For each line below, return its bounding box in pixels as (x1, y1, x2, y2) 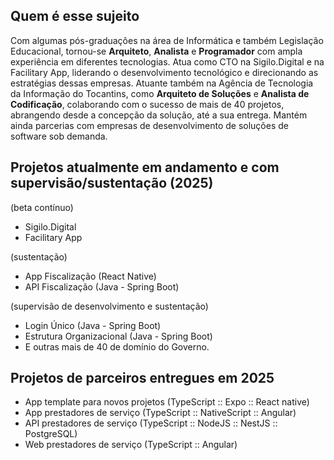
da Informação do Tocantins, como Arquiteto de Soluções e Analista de (10, 87, 310, 99)
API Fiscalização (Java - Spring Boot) (24, 280, 180, 293)
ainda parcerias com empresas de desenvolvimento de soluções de (10, 119, 289, 131)
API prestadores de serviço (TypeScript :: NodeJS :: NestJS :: (24, 417, 278, 429)
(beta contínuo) (10, 201, 74, 213)
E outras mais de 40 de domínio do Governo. (24, 340, 210, 353)
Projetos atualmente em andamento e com (10, 159, 280, 176)
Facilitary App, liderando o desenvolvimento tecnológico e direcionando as (10, 66, 319, 78)
